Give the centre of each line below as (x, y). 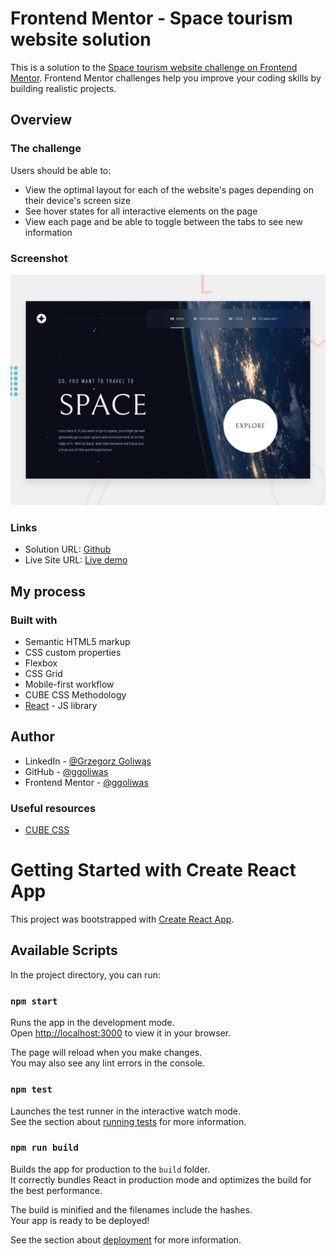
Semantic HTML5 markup (77, 642)
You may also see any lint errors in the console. (107, 1063)
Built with (34, 620)
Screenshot (39, 258)
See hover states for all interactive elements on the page (141, 211)
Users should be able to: (61, 170)
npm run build (44, 1148)
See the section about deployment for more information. (126, 1239)
